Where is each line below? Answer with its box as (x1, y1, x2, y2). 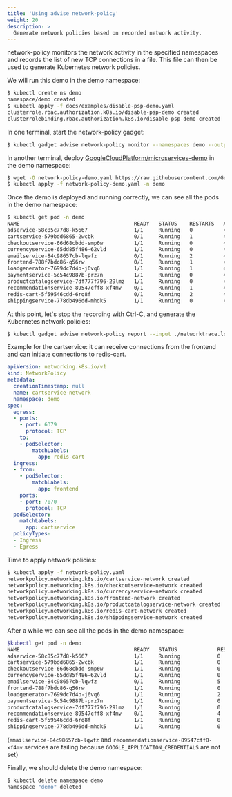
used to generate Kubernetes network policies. (7, 63, 141, 71)
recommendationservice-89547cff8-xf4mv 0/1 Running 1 (7, 284, 193, 291)
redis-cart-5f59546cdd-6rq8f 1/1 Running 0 (7, 717, 221, 724)
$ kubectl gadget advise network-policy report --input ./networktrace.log (7, 331, 230, 337)
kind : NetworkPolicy (7, 370, 67, 377)
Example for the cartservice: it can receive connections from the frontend (7, 343, 216, 351)
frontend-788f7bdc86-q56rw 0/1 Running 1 (7, 259, 193, 266)
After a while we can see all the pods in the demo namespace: (7, 626, 184, 635)
